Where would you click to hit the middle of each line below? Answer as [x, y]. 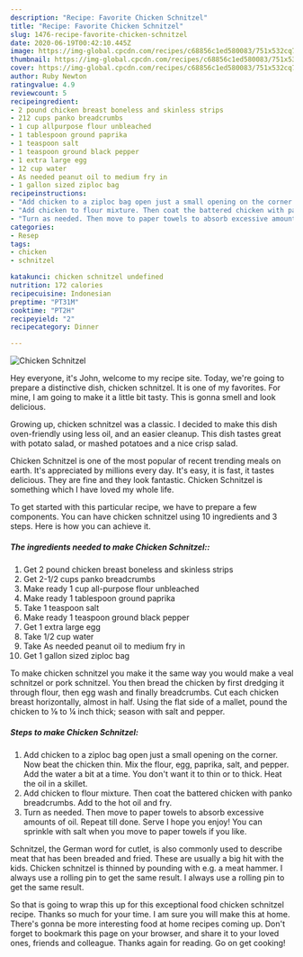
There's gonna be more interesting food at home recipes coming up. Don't [148, 924]
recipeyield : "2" [43, 319]
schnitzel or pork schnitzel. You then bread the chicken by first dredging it [147, 683]
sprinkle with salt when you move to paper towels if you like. [135, 832]
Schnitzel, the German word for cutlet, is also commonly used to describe [146, 849]
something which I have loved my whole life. [92, 490]
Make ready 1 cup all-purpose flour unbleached [111, 589]
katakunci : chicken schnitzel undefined [87, 277]
